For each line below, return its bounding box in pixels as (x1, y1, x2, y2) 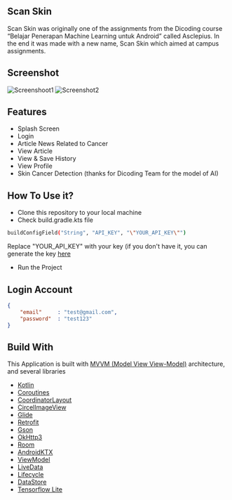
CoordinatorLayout (17, 396, 72, 404)
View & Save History (17, 154, 76, 163)
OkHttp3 (17, 433, 43, 442)
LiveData (17, 463, 43, 471)
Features (7, 106, 47, 118)
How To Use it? (7, 190, 74, 202)
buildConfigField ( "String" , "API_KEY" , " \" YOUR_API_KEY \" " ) (7, 230, 187, 237)
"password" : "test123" (20, 315, 93, 322)
